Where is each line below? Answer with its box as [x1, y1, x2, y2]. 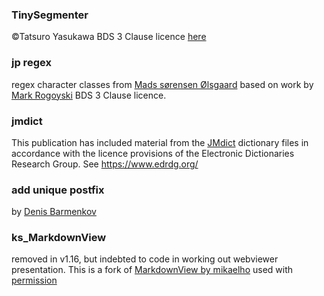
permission [11, 274, 58, 287]
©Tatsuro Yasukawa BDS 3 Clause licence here [11, 31, 207, 43]
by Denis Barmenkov [11, 206, 97, 218]
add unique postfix [11, 183, 105, 197]
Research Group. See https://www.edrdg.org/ [11, 158, 199, 170]
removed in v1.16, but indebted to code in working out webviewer [11, 253, 279, 265]
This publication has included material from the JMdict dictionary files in [11, 136, 309, 148]
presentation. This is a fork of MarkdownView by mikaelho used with [11, 264, 294, 276]
